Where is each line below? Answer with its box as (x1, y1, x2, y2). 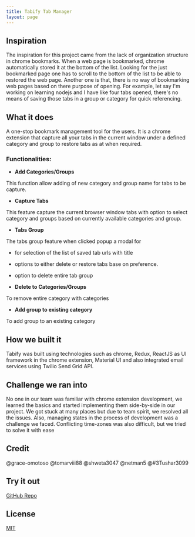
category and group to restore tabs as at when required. (6, 141, 142, 148)
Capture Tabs (14, 198, 49, 205)
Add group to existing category (14, 306, 93, 313)
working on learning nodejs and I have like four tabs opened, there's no (6, 89, 179, 96)
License (6, 509, 36, 519)
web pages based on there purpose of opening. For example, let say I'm (6, 83, 181, 90)
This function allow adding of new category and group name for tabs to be (6, 180, 186, 187)
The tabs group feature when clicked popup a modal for (6, 238, 142, 245)
